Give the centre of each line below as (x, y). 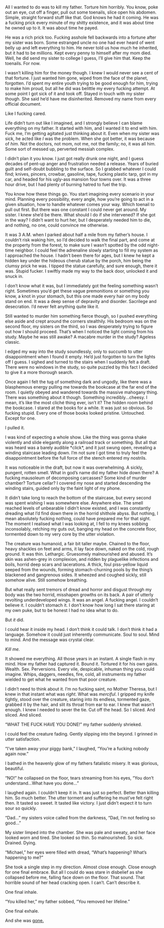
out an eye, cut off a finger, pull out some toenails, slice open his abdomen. (81, 12)
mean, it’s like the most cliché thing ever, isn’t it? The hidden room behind (79, 403)
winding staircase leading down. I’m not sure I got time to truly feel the (76, 453)
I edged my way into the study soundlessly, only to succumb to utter (74, 351)
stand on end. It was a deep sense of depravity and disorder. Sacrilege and (81, 301)
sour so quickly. (21, 808)
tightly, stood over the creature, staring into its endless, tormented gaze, (78, 699)
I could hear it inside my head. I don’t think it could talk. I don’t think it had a (81, 629)
